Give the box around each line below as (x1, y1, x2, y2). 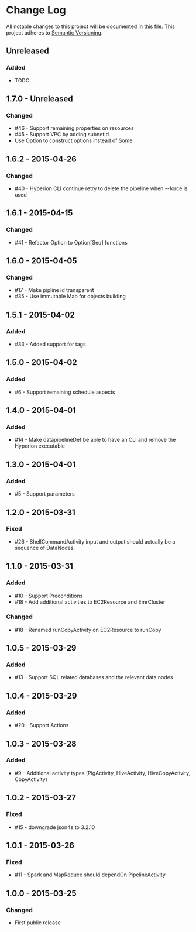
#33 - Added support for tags (14, 341, 86, 348)
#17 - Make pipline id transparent (14, 287, 95, 294)
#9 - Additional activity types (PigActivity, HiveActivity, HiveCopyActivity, (14, 769, 191, 776)
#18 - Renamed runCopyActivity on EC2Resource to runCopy (14, 626, 161, 633)
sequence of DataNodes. (14, 544, 75, 551)
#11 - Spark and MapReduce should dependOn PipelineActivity (14, 871, 166, 878)
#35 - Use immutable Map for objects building (14, 293, 126, 300)
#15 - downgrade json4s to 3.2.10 (14, 823, 95, 831)
